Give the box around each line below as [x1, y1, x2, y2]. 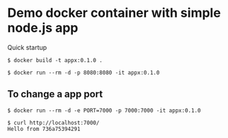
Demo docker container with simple [7, 5, 221, 21]
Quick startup [7, 43, 47, 51]
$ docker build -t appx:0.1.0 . [7, 56, 103, 64]
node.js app [7, 20, 79, 36]
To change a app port [7, 88, 103, 100]
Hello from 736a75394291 [7, 125, 81, 132]
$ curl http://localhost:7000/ [7, 119, 100, 126]
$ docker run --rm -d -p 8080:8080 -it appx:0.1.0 [7, 69, 160, 76]
